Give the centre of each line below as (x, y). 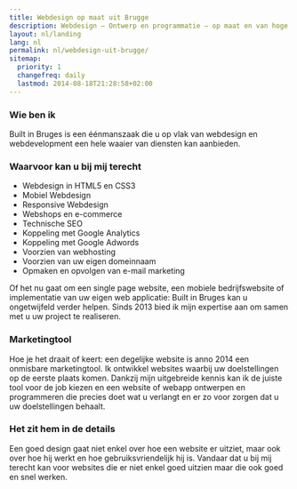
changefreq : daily (52, 76)
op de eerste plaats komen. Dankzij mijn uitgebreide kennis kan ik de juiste (146, 378)
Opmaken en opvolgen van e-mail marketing (103, 271)
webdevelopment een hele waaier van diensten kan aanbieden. (125, 143)
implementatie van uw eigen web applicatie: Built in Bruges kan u (128, 298)
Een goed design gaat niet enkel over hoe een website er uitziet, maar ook (145, 448)
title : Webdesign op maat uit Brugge (79, 17)
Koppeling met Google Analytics (81, 233)
